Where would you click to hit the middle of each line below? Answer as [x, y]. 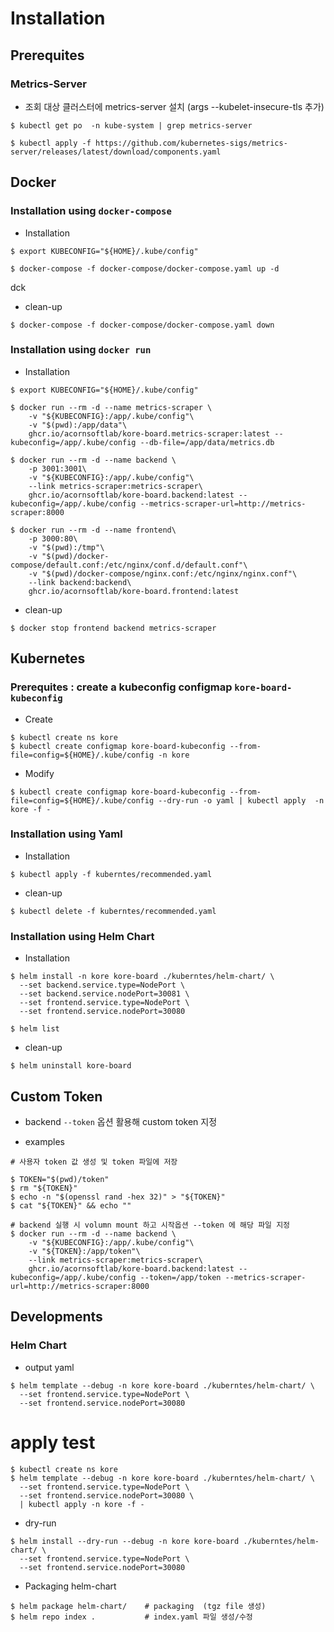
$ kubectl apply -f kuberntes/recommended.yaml [111, 874]
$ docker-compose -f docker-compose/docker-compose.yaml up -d [145, 268]
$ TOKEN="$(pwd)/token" [60, 1179]
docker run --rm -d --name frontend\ [98, 530]
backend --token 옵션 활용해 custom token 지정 [121, 1121]
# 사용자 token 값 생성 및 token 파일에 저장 [94, 1162]
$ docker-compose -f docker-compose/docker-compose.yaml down [142, 325]
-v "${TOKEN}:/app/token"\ [84, 1251]
